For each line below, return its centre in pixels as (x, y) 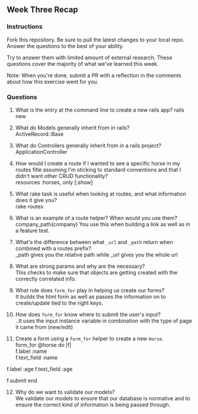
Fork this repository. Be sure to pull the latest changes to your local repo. (95, 39)
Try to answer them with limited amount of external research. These (90, 57)
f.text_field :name (36, 357)
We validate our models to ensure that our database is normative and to (103, 398)
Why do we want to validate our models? (65, 392)
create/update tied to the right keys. (59, 303)
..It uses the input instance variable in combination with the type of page (103, 321)
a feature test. (32, 230)
